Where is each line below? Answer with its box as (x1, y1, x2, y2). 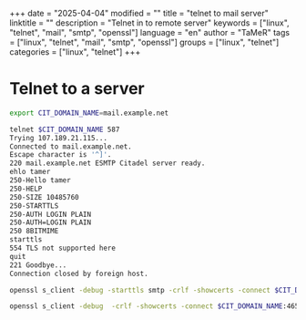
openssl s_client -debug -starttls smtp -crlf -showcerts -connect (9, 285, 271, 294)
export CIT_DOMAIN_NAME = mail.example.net (9, 108, 169, 118)
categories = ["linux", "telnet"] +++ (9, 46, 141, 57)
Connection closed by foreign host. (9, 269, 148, 278)
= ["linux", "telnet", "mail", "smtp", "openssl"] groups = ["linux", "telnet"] (9, 36, 280, 47)
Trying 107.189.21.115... (9, 133, 107, 142)
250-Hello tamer (9, 176, 71, 185)
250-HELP (9, 184, 43, 193)
